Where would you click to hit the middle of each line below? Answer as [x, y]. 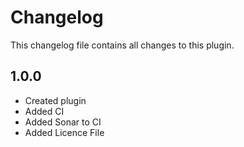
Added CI [44, 111]
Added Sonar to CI [63, 122]
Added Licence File [64, 132]
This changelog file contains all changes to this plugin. [122, 45]
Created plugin [55, 100]
